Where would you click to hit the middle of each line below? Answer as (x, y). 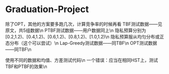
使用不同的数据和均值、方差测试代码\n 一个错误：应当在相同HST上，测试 (82, 60)
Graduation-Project (47, 9)
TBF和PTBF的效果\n (26, 66)
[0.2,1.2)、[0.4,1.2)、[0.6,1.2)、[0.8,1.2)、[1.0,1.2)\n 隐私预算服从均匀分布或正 (85, 36)
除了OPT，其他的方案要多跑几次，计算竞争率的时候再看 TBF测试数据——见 (84, 24)
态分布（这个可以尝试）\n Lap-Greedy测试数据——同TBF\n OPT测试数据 (81, 43)
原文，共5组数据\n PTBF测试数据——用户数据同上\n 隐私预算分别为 (76, 30)
